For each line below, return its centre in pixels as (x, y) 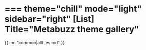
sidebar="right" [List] (49, 19)
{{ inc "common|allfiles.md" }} (35, 42)
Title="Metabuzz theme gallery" (72, 29)
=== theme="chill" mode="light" (73, 9)
